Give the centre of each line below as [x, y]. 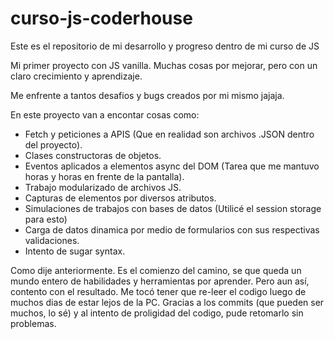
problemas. [33, 323]
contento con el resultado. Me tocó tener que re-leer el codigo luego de [158, 291]
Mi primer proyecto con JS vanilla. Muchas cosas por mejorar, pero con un [164, 65]
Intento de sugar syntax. [75, 251]
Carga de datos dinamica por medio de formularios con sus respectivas [172, 229]
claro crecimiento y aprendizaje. [76, 76]
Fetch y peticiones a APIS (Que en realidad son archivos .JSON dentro [169, 134]
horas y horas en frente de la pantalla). [104, 176]
